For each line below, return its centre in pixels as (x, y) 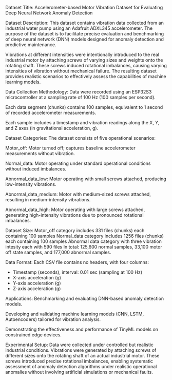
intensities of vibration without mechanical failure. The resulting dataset (81, 71)
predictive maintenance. (31, 45)
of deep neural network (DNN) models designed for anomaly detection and (85, 39)
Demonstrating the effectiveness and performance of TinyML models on (82, 329)
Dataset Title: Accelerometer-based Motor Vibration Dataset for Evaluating (84, 7)
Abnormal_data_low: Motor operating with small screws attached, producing (86, 179)
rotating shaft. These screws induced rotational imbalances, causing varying (86, 65)
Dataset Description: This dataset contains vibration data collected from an (85, 23)
